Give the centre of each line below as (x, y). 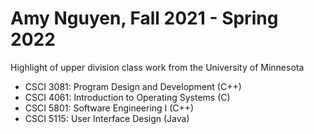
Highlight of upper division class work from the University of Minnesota (157, 67)
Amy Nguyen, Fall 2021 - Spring (144, 18)
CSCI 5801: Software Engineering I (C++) (109, 108)
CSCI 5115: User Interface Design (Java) (107, 118)
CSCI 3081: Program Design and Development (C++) (133, 86)
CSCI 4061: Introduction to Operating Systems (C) (127, 97)
